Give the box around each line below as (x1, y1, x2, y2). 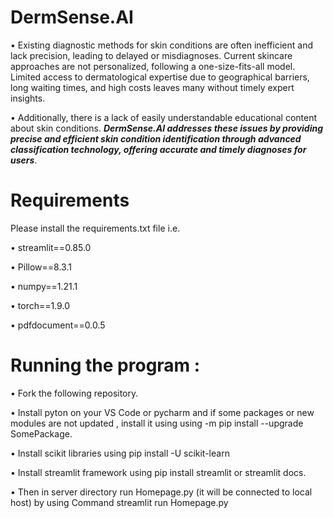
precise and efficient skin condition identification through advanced (10, 132, 302, 145)
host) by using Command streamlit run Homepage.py (10, 496, 229, 508)
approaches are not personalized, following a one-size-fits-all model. (10, 60, 296, 72)
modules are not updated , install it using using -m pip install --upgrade (10, 417, 304, 429)
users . (10, 154, 38, 166)
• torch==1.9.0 (10, 299, 70, 311)
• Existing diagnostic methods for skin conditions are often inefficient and (10, 39, 313, 51)
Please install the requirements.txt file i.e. (10, 222, 181, 234)
